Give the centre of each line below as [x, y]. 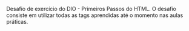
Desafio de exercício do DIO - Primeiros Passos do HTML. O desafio [91, 9]
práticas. [17, 22]
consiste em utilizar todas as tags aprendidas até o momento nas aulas [95, 15]
